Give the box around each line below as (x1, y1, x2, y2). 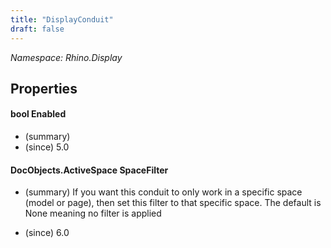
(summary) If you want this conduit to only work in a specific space (24, 186, 303, 198)
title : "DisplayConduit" (10, 14, 114, 25)
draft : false (10, 24, 65, 34)
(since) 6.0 (24, 227, 70, 239)
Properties (10, 80, 78, 97)
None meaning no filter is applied (24, 207, 162, 220)
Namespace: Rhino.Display (10, 51, 123, 63)
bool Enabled (10, 108, 67, 120)
